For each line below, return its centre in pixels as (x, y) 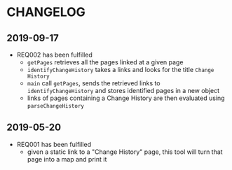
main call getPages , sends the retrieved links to (94, 83)
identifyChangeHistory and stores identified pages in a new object (123, 91)
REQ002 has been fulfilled (54, 55)
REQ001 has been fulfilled (54, 144)
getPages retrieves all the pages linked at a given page (105, 62)
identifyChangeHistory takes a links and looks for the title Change (121, 70)
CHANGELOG (46, 12)
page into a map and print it (67, 159)
